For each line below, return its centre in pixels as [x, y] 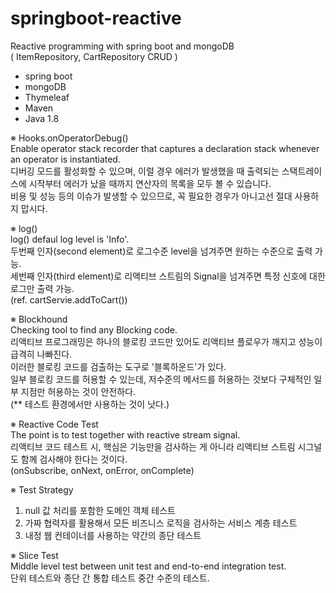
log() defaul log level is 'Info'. [70, 239]
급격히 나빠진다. [41, 354]
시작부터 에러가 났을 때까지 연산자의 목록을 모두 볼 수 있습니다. [150, 183]
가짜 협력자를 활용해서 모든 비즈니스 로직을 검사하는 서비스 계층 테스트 [161, 523]
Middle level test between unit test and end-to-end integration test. [148, 566]
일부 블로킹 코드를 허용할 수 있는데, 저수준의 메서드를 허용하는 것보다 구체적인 [161, 379]
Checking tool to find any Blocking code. [94, 329]
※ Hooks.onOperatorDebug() [69, 138]
